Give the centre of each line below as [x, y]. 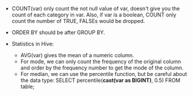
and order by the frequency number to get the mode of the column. [102, 68]
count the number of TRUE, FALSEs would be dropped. [78, 21]
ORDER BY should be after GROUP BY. [58, 32]
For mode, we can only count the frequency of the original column [101, 62]
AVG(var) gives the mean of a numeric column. [77, 55]
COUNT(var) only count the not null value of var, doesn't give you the [96, 9]
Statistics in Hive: [33, 44]
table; [27, 87]
